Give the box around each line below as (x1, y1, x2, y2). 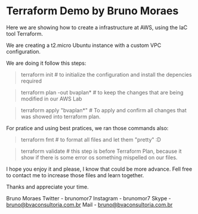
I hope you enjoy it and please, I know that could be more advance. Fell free (6, 165, 193, 172)
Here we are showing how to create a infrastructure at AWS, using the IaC (6, 24, 188, 31)
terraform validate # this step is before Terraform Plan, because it (20, 147, 182, 155)
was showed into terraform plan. (20, 113, 101, 120)
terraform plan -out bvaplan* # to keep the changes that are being (20, 89, 184, 96)
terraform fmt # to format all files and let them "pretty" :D (20, 136, 161, 143)
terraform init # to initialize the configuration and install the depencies (20, 71, 192, 78)
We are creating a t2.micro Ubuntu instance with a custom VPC (6, 42, 162, 49)
